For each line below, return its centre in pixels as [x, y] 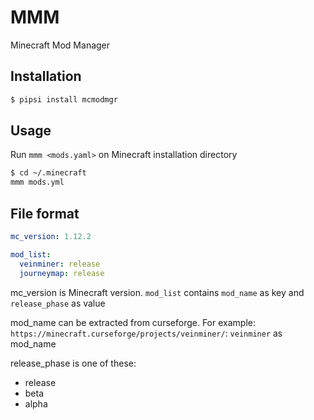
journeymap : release [62, 273]
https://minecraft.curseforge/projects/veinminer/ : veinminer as [146, 333]
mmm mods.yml [37, 182]
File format [45, 213]
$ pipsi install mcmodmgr [64, 99]
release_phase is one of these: [73, 363]
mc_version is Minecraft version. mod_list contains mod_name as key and [157, 292]
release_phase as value [58, 303]
